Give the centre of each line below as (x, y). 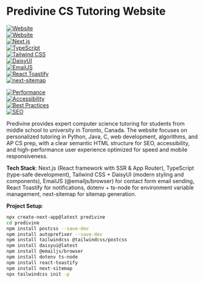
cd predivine (23, 223)
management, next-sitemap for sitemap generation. (71, 194)
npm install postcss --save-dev (47, 228)
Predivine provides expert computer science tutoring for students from (96, 123)
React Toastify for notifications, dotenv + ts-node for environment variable (100, 187)
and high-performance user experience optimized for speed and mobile (97, 149)
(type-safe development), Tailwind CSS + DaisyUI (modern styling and (95, 174)
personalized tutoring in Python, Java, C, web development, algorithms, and (102, 137)
